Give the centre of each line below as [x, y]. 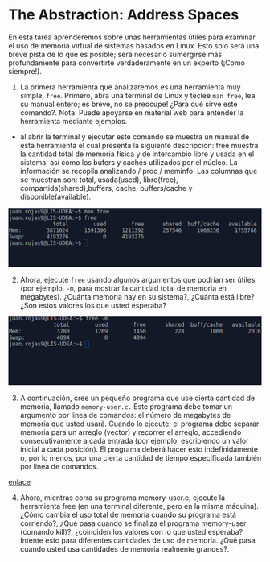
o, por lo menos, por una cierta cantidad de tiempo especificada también [141, 457]
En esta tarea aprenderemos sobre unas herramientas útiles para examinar [132, 37]
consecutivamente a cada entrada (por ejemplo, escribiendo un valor [134, 440]
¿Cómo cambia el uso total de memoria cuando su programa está [128, 514]
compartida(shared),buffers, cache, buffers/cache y [106, 188]
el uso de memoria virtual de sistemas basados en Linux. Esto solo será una [134, 45]
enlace [19, 481]
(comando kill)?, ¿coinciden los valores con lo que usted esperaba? [131, 531]
